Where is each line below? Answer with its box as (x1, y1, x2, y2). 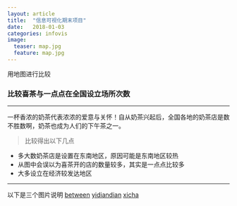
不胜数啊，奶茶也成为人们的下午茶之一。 (7, 122, 125, 130)
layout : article (7, 10, 55, 18)
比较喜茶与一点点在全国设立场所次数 (7, 89, 130, 98)
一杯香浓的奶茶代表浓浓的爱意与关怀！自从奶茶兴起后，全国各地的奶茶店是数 (7, 113, 230, 122)
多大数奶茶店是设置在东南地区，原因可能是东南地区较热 (17, 152, 178, 160)
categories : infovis (7, 30, 68, 37)
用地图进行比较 (7, 70, 51, 78)
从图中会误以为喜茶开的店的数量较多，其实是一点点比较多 (17, 160, 185, 169)
